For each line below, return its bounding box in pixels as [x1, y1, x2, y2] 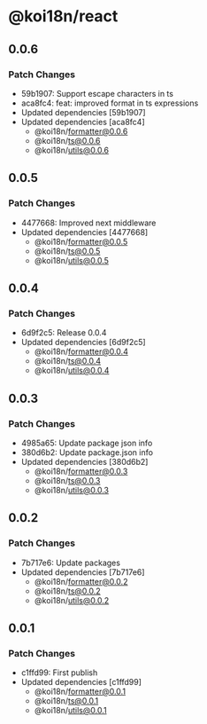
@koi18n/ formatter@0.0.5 [34, 236, 128, 247]
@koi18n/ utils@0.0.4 [34, 366, 110, 376]
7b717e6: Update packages [20, 557, 121, 568]
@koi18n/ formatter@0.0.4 [34, 346, 129, 357]
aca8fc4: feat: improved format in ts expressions [20, 98, 199, 108]
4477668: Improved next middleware [20, 217, 157, 228]
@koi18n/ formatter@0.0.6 [34, 126, 128, 137]
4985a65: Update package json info [20, 437, 153, 448]
